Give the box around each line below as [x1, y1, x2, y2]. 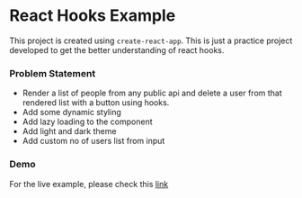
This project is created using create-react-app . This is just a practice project [9, 35, 293, 46]
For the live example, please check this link [9, 178, 169, 189]
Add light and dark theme [22, 126, 117, 137]
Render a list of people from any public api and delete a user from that [22, 87, 283, 99]
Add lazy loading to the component [22, 116, 153, 127]
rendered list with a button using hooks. [22, 97, 170, 108]
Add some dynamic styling [22, 107, 121, 118]
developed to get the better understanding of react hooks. [9, 44, 225, 55]
